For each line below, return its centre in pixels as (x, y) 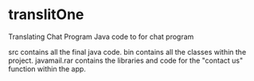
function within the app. (47, 68)
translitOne (46, 15)
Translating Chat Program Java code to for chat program (101, 37)
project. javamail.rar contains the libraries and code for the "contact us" (126, 60)
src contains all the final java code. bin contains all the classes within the (127, 52)
